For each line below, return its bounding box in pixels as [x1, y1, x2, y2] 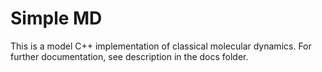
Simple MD [10, 7, 103, 30]
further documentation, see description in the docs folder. [10, 50, 249, 62]
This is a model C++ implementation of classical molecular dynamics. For [10, 40, 312, 52]
